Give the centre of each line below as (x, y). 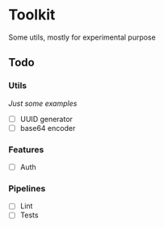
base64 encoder (48, 128)
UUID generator (46, 119)
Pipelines (27, 189)
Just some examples (43, 103)
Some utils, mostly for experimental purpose (82, 37)
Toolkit (32, 15)
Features (26, 149)
